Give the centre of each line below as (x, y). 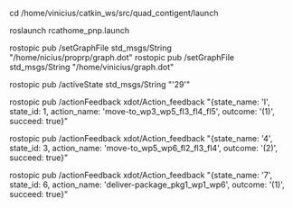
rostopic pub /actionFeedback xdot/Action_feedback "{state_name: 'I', (140, 102)
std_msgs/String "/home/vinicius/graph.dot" (92, 67)
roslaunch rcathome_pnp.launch (69, 30)
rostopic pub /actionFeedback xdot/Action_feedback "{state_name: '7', (141, 175)
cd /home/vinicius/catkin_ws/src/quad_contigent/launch (114, 13)
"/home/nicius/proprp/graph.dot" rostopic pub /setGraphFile (122, 57)
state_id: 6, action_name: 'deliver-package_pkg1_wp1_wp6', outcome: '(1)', (147, 185)
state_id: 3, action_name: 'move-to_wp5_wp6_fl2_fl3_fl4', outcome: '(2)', (144, 148)
